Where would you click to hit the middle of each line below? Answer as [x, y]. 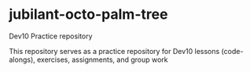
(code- [232, 51]
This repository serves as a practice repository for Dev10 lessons [114, 51]
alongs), [22, 59]
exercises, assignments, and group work [102, 59]
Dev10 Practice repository [51, 36]
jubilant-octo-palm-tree [88, 14]
